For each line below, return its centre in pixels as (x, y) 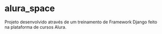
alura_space (30, 8)
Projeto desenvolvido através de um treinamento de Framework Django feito (81, 22)
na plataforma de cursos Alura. (36, 27)
